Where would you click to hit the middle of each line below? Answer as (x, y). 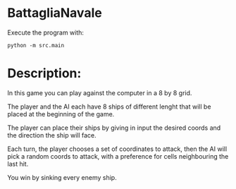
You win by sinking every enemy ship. (62, 177)
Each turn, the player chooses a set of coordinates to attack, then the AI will (117, 149)
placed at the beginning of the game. (61, 114)
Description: (44, 74)
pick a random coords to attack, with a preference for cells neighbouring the (118, 156)
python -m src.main (36, 45)
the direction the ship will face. (52, 135)
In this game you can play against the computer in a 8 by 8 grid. (100, 92)
